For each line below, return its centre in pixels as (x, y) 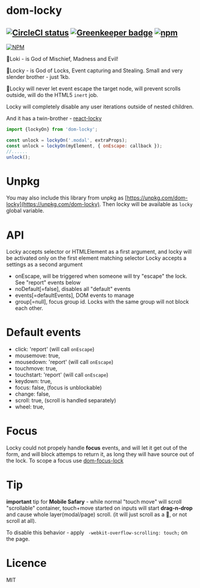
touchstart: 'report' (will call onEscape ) (62, 375)
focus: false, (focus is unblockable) (58, 388)
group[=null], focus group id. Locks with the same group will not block (102, 302)
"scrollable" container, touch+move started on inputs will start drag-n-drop (100, 508)
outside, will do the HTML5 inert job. (52, 95)
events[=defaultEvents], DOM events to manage (74, 295)
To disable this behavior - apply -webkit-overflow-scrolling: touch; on (97, 533)
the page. (18, 539)
